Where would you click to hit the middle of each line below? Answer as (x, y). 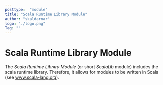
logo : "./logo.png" (25, 24)
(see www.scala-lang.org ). (32, 77)
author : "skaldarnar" (27, 19)
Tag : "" (13, 28)
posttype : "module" (27, 10)
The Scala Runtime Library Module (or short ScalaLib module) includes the (82, 67)
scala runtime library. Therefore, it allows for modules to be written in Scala (82, 72)
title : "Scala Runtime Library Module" (46, 14)
